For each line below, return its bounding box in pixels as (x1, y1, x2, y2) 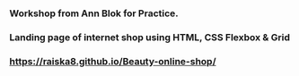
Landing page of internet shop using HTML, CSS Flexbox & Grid (9, 30, 290, 43)
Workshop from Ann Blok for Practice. (9, 7, 180, 20)
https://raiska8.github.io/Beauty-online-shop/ (9, 55, 217, 67)
